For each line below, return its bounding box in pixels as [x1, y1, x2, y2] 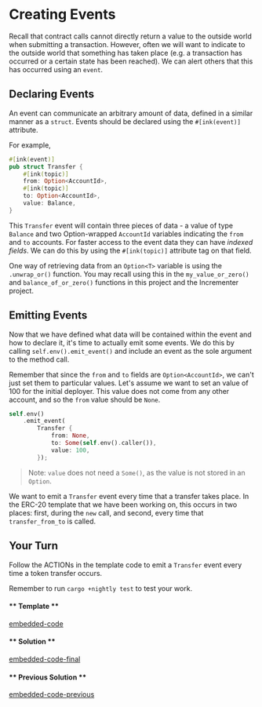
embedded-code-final [9, 654, 81, 664]
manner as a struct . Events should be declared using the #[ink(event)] [9, 116, 242, 126]
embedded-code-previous [9, 690, 95, 699]
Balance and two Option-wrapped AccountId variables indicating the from [9, 229, 244, 239]
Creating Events [9, 5, 116, 24]
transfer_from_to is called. [9, 516, 96, 526]
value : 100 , [50, 446, 90, 454]
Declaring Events [9, 88, 95, 101]
